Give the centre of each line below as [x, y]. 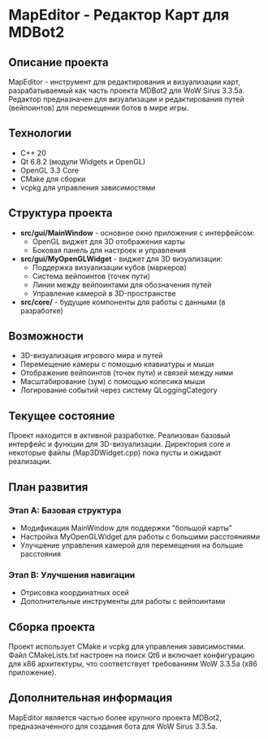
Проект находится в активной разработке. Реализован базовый [119, 435]
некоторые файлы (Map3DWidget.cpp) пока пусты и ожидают [115, 453]
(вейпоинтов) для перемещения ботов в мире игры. [99, 108]
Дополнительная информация [91, 698]
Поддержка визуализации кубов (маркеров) [109, 267]
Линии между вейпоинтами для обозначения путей [122, 284]
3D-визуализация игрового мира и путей [91, 356]
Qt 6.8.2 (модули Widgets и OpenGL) [83, 161]
